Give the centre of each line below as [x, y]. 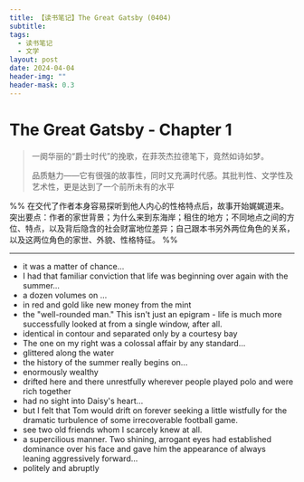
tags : [19, 34]
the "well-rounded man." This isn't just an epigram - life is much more [152, 314]
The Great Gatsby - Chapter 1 [121, 130]
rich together [47, 391]
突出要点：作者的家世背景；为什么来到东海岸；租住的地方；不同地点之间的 [148, 217]
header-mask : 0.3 [42, 85]
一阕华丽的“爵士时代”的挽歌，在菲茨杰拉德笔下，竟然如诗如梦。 [150, 156]
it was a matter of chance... [73, 266]
